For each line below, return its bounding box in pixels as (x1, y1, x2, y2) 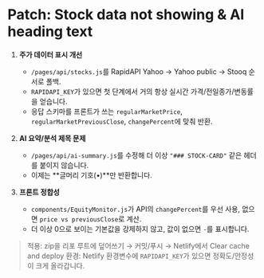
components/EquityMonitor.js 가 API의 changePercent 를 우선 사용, (30, 204, 241, 213)
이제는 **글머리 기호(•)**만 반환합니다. (30, 170, 152, 180)
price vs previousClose (39, 215, 119, 224)
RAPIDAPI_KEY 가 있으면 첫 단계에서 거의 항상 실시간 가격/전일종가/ (30, 86, 234, 96)
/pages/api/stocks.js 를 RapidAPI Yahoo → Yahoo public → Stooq (30, 66, 247, 76)
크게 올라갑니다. (35, 260, 85, 270)
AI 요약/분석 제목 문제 (18, 133, 86, 143)
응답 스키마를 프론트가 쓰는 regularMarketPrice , (30, 106, 183, 116)
